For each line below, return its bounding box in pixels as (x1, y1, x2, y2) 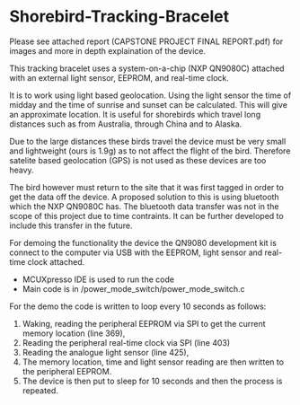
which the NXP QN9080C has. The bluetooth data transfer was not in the (9, 200, 279, 212)
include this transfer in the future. (9, 220, 133, 231)
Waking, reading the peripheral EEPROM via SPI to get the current (22, 318, 267, 329)
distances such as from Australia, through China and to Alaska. (9, 119, 243, 129)
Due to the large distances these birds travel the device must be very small (9, 136, 287, 146)
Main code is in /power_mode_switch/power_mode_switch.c (22, 283, 245, 294)
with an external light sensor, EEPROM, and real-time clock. (9, 72, 229, 83)
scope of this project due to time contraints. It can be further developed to (9, 210, 285, 221)
